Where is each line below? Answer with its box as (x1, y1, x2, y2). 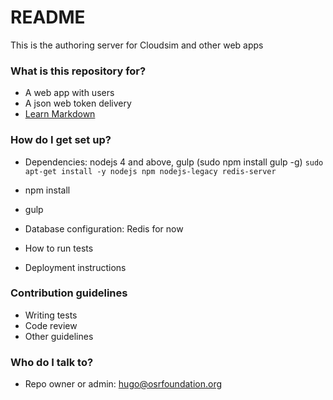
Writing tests (24, 309, 78, 321)
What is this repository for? (10, 64, 147, 78)
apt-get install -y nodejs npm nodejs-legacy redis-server (24, 166, 277, 176)
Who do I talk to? (10, 355, 94, 369)
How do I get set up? (10, 133, 112, 147)
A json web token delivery (24, 97, 132, 110)
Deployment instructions (24, 261, 127, 273)
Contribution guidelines (10, 286, 128, 300)
